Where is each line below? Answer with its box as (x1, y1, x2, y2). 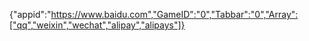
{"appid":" (9, 9, 52, 20)
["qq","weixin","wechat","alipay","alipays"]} (9, 19, 186, 31)
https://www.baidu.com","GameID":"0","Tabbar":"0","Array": (50, 9, 299, 20)
